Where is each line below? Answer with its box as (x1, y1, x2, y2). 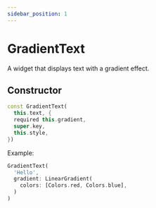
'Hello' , (13, 169, 39, 176)
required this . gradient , (13, 116, 86, 123)
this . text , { (13, 110, 52, 117)
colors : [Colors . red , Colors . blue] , (20, 182, 128, 189)
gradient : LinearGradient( (13, 176, 93, 183)
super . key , (13, 123, 46, 130)
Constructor (7, 84, 62, 96)
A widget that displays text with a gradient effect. (7, 64, 150, 73)
